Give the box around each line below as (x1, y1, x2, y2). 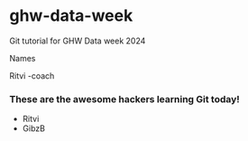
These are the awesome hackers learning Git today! (9, 92, 241, 105)
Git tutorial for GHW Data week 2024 (9, 35, 146, 46)
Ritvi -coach (9, 70, 55, 81)
